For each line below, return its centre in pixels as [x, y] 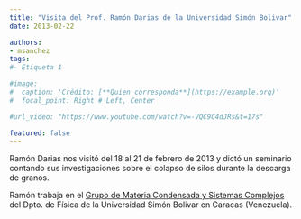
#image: [24, 84]
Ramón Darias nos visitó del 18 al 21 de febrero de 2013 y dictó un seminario [150, 159]
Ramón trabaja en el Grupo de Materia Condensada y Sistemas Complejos [147, 196]
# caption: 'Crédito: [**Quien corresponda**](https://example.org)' [145, 92]
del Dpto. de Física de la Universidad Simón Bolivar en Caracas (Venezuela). [151, 205]
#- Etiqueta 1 [36, 68]
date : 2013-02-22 [42, 26]
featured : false [40, 133]
